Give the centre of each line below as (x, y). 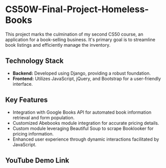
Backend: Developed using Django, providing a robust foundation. (81, 73)
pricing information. (33, 133)
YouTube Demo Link (37, 160)
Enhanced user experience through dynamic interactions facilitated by (86, 139)
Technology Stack (34, 61)
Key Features (27, 100)
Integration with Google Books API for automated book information (82, 112)
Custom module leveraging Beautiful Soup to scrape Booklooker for (83, 128)
